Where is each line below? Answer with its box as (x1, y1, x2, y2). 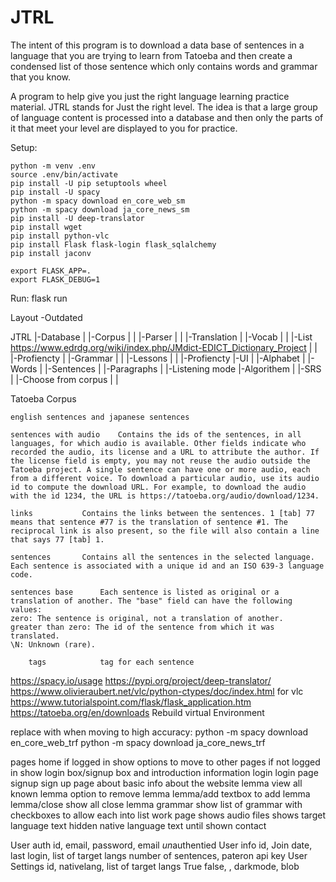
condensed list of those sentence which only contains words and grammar (10, 60, 318, 72)
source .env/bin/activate (10, 169, 118, 180)
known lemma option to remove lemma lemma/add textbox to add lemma (10, 787, 311, 800)
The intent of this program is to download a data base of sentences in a (10, 39, 305, 51)
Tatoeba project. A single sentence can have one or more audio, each (10, 464, 311, 475)
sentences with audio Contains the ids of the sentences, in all (10, 429, 302, 440)
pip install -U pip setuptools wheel (10, 178, 168, 188)
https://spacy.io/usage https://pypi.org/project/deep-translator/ (10, 674, 272, 686)
